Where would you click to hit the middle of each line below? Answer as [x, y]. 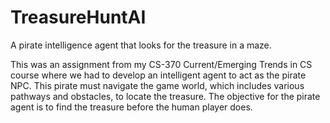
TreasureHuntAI [78, 17]
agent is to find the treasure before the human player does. [131, 107]
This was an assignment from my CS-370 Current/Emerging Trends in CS [161, 64]
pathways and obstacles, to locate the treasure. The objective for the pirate [165, 96]
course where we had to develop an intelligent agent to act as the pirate [158, 75]
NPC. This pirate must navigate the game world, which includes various [157, 85]
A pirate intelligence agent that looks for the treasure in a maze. [141, 45]
